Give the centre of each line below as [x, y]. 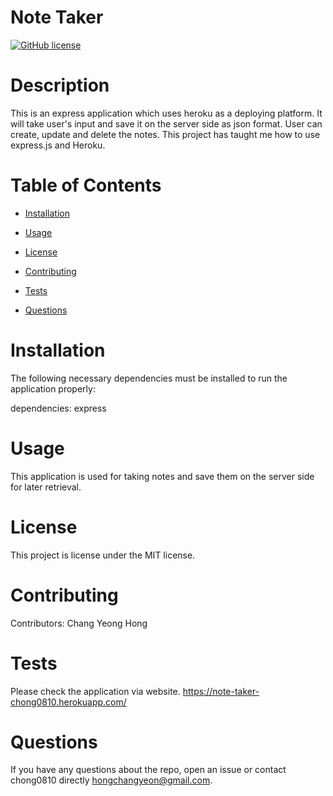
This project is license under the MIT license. [103, 555]
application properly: [53, 388]
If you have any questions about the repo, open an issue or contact [148, 770]
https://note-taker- [221, 691]
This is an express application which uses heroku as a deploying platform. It [166, 113]
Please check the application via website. [95, 691]
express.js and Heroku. [58, 145]
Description [60, 85]
